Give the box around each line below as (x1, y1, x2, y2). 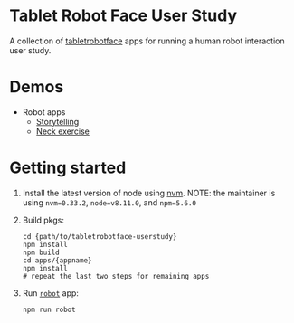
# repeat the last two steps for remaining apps (22, 271, 210, 280)
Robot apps (22, 106, 66, 118)
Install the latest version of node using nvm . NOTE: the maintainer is (22, 187, 276, 198)
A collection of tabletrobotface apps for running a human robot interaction (9, 35, 285, 46)
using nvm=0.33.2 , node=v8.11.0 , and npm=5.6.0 (22, 196, 197, 208)
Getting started (9, 157, 127, 178)
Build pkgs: (22, 214, 65, 225)
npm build (22, 248, 61, 257)
